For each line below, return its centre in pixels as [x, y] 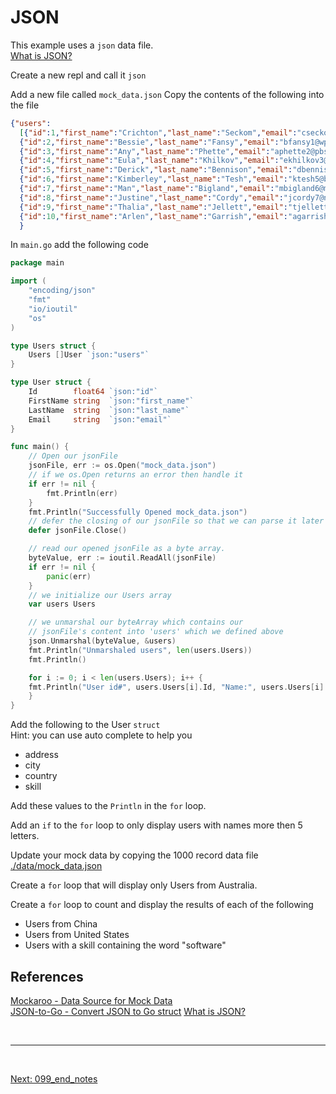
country [41, 776]
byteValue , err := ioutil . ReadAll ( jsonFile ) [122, 558]
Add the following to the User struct [85, 725]
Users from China [61, 924]
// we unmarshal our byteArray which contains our [136, 622]
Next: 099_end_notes [54, 1079]
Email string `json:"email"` [100, 419]
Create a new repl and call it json [78, 75]
